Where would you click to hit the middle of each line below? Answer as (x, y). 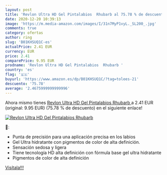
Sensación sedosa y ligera (39, 147)
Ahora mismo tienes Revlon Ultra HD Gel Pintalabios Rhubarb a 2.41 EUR (79, 102)
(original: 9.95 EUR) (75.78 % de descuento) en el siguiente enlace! (74, 108)
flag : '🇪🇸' (17, 75)
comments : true (21, 28)
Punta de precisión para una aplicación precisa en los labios (74, 137)
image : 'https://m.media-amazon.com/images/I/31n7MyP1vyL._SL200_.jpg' (81, 24)
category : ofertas (24, 33)
